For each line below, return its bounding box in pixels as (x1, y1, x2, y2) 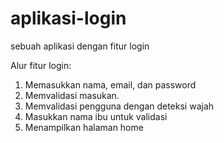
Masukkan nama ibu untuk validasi (24, 110, 168, 122)
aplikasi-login (10, 7, 127, 30)
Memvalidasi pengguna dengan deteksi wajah (24, 100, 215, 112)
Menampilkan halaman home (24, 121, 144, 133)
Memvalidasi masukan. (24, 89, 120, 101)
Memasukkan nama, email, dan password (24, 78, 197, 91)
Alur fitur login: (10, 59, 72, 71)
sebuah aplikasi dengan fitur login (10, 40, 150, 52)
